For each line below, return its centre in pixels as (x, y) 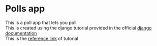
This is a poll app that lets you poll (41, 22)
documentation (21, 33)
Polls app (25, 9)
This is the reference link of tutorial (42, 38)
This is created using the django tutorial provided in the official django (78, 27)
